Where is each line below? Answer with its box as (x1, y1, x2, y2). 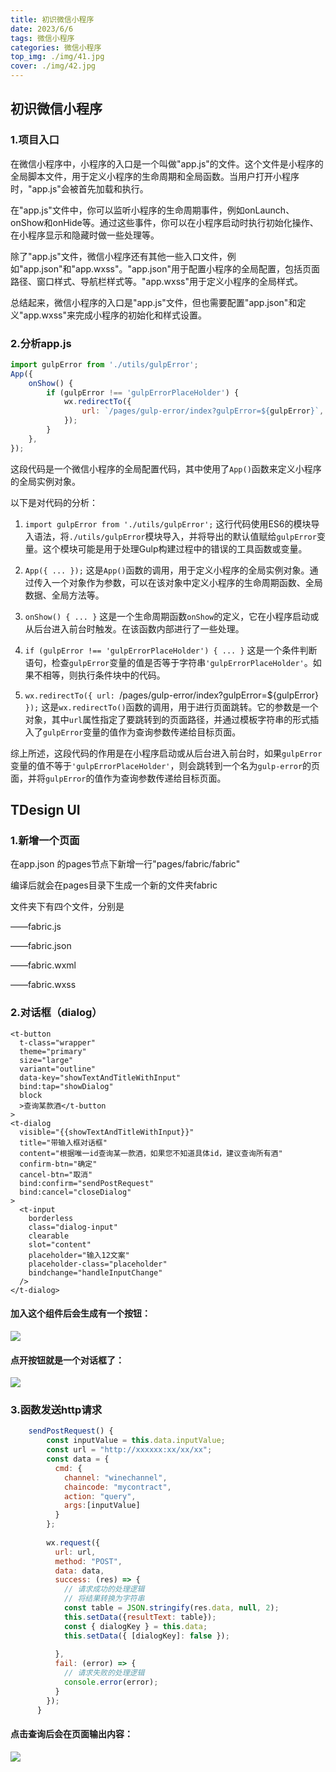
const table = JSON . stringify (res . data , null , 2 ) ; (63, 1603, 280, 1613)
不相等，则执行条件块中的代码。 (33, 669, 166, 681)
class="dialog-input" (28, 1222, 118, 1232)
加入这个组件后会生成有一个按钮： (10, 1307, 151, 1320)
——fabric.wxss (10, 979, 77, 991)
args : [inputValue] (63, 1501, 141, 1511)
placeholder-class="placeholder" (28, 1259, 168, 1269)
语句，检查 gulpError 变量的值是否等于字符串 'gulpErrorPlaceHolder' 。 (24, 656, 313, 668)
